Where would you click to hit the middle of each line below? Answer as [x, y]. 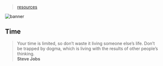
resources [27, 7]
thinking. [26, 53]
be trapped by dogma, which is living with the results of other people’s [87, 49]
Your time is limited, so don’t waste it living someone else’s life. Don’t [86, 43]
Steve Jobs [28, 59]
